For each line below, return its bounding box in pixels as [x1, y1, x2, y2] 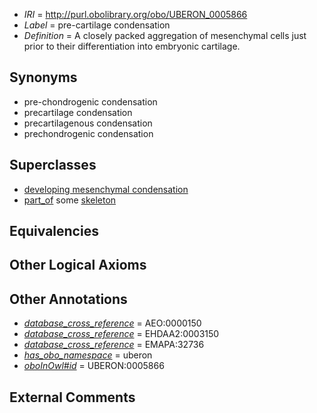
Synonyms [9, 69, 78, 86]
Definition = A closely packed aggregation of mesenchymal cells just [23, 30, 307, 41]
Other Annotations [9, 290, 128, 308]
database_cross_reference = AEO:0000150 [23, 317, 202, 329]
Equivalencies [9, 223, 99, 240]
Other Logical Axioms [9, 257, 147, 274]
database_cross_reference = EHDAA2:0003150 [23, 328, 220, 340]
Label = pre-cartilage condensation [23, 19, 171, 31]
